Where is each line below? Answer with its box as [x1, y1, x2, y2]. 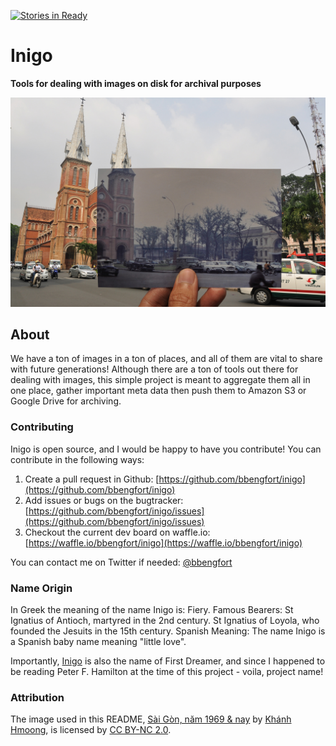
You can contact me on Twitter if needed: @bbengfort [10, 556, 233, 568]
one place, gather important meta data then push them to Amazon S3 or [10, 385, 307, 397]
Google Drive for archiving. [10, 395, 122, 407]
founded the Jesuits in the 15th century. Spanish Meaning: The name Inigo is [10, 625, 326, 637]
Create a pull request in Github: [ [24, 473, 160, 485]
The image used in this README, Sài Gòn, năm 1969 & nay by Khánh [10, 713, 292, 725]
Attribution [10, 690, 65, 704]
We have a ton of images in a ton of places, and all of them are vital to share [10, 353, 323, 365]
